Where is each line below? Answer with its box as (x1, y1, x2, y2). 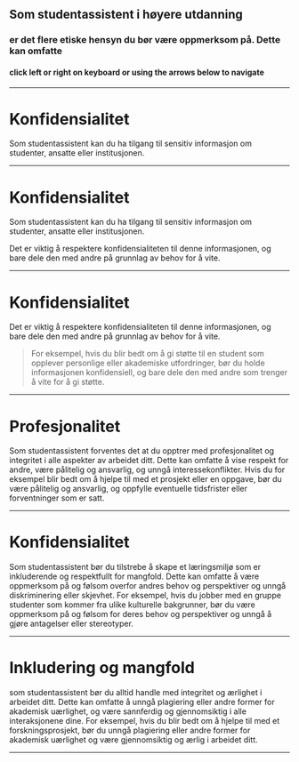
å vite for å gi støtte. (30, 377, 105, 388)
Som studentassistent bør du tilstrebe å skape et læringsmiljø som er (9, 562, 262, 573)
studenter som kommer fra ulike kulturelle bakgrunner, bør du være (9, 599, 255, 610)
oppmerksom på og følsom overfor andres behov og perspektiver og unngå (9, 581, 287, 591)
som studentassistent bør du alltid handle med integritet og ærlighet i (9, 687, 263, 698)
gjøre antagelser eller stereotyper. (9, 618, 133, 630)
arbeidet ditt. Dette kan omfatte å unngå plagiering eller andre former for (9, 697, 276, 708)
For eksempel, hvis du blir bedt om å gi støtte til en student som (30, 349, 265, 359)
